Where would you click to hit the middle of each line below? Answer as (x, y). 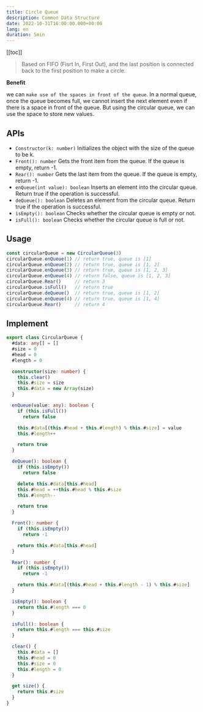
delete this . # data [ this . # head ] (57, 484)
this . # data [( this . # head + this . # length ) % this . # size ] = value (100, 428)
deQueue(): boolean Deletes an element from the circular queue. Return (105, 200)
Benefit (16, 83)
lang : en (17, 29)
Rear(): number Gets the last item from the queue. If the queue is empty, (106, 174)
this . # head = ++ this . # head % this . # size (69, 489)
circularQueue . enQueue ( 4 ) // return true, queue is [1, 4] (83, 299)
